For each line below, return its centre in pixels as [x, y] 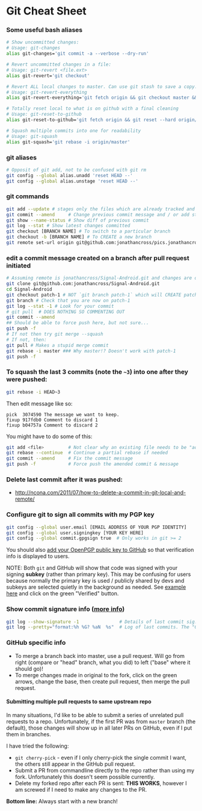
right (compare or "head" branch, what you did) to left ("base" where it [103, 662]
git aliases [22, 157]
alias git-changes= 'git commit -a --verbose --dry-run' [78, 54]
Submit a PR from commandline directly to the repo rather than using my [104, 770]
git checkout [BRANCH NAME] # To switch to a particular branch [88, 231]
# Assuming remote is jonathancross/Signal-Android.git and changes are [99, 278]
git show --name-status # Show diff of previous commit [78, 220]
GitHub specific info [36, 643]
